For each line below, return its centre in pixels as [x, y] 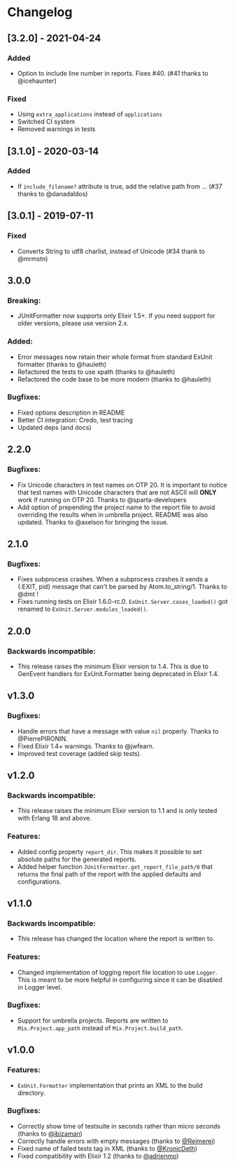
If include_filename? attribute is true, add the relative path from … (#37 [120, 186]
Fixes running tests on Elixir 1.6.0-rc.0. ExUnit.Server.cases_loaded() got [122, 602]
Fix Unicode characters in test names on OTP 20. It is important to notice [122, 485]
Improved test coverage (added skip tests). [79, 753]
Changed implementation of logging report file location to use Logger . [117, 972]
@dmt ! [28, 594]
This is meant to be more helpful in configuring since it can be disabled [120, 980]
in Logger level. [40, 987]
